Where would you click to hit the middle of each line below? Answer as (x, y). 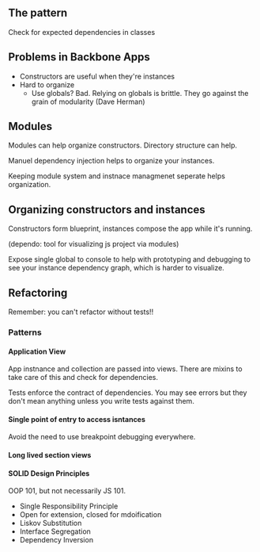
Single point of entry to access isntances (77, 419)
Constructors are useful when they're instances (97, 76)
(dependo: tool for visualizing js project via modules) (94, 244)
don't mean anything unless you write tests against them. (102, 401)
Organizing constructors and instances (107, 209)
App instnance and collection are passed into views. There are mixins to (125, 369)
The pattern (38, 13)
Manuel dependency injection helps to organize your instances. (111, 161)
